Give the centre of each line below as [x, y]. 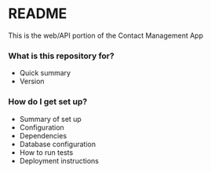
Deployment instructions [59, 160]
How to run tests [46, 152]
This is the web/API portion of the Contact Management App [106, 35]
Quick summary [45, 73]
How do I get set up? [48, 101]
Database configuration [58, 144]
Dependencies [43, 135]
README [38, 14]
